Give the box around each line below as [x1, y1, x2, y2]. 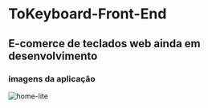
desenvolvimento [8, 49, 98, 62]
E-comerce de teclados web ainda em [8, 37, 201, 50]
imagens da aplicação [8, 73, 96, 84]
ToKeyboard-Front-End [8, 5, 167, 23]
